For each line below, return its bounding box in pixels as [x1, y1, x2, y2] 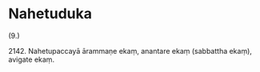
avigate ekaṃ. [8, 55, 54, 64]
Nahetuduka [8, 5, 92, 23]
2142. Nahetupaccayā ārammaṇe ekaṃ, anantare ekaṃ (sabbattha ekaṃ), [8, 46, 252, 55]
